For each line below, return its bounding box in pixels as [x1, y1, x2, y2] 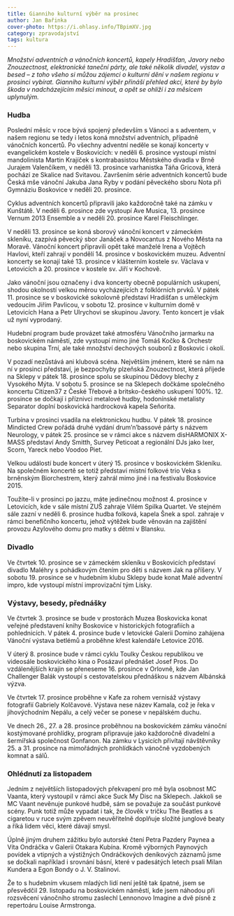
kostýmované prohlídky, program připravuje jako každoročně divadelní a [7, 729, 215, 737]
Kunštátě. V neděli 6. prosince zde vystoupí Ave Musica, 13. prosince [7, 207, 205, 215]
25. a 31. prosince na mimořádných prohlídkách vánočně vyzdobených [7, 744, 211, 753]
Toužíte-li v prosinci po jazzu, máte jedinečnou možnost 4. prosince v [7, 495, 207, 504]
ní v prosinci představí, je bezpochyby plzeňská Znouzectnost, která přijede [7, 365, 226, 373]
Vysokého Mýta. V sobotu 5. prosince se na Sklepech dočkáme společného [7, 380, 225, 389]
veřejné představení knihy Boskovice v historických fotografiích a [7, 621, 195, 630]
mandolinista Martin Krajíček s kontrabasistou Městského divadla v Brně [7, 155, 215, 165]
